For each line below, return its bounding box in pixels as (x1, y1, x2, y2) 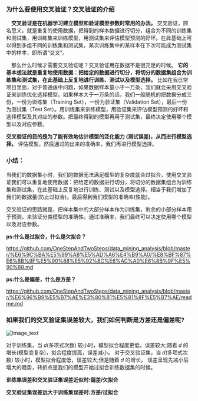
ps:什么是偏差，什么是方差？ (6, 276, 77, 283)
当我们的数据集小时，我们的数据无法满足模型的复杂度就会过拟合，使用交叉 (6, 171, 187, 178)
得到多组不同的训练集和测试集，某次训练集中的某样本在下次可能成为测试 (11, 42, 187, 49)
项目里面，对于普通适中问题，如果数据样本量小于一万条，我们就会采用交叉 (6, 84, 187, 91)
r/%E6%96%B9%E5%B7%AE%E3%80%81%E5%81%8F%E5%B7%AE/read (6, 293, 192, 301)
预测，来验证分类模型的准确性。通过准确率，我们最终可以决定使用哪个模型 (11, 213, 192, 220)
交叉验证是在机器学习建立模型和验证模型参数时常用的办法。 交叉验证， (11, 19, 183, 27)
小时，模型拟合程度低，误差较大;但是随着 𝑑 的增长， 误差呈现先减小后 (19, 356, 189, 363)
